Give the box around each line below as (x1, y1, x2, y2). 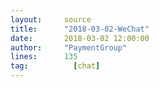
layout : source (10, 14, 92, 25)
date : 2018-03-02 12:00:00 (10, 33, 150, 43)
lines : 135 (10, 52, 78, 62)
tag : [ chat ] (10, 61, 101, 71)
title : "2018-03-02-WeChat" (10, 24, 150, 34)
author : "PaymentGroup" (10, 42, 128, 53)
